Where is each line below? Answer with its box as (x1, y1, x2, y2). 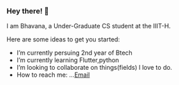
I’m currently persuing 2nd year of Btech (16, 48, 133, 57)
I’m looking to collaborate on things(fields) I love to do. (16, 64, 173, 72)
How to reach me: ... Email (16, 70, 90, 79)
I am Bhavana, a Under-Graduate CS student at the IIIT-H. (6, 22, 171, 30)
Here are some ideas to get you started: (6, 35, 121, 44)
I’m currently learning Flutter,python (16, 56, 119, 64)
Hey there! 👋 (6, 6, 49, 16)
